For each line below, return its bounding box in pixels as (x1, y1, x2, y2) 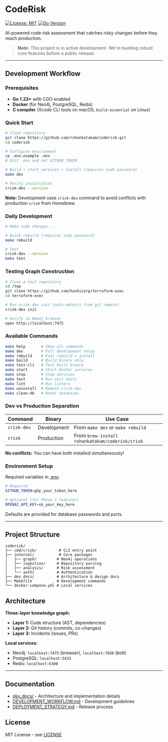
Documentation (5, 680, 55, 688)
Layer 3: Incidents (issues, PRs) (12, 631, 78, 637)
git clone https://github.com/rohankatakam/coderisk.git (5, 135, 126, 140)
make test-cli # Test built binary (5, 363, 84, 368)
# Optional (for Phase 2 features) (5, 497, 79, 502)
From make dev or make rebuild (74, 424, 146, 431)
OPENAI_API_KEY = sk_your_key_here (5, 502, 75, 507)
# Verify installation (5, 181, 52, 186)
